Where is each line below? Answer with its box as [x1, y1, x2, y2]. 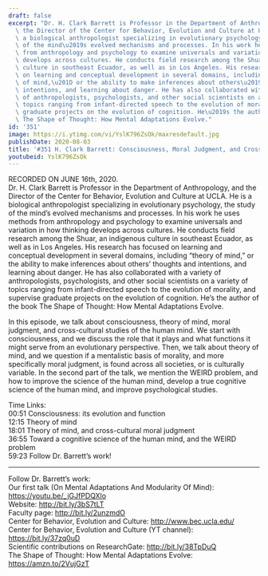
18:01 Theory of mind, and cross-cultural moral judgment [8, 426, 195, 436]
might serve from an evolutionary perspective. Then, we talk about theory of [8, 342, 259, 352]
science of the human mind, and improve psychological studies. [8, 385, 218, 395]
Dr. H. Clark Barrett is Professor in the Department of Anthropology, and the [8, 183, 257, 192]
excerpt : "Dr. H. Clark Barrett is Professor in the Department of [8, 19, 238, 27]
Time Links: [8, 400, 46, 410]
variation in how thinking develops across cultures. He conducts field [8, 225, 235, 235]
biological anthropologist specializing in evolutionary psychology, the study [8, 200, 256, 210]
